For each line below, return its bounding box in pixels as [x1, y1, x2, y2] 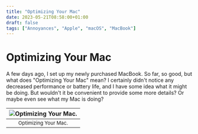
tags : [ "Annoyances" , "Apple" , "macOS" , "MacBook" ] [6, 25, 136, 31]
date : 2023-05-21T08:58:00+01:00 [6, 14, 89, 20]
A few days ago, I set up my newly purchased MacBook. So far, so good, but [6, 71, 193, 78]
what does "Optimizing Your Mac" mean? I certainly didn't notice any [6, 76, 174, 84]
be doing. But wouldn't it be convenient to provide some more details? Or [6, 90, 184, 97]
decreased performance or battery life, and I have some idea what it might [6, 83, 187, 90]
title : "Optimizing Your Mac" [6, 8, 81, 15]
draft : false [6, 20, 38, 25]
